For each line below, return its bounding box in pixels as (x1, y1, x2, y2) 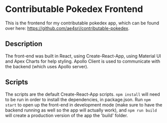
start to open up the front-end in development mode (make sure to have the (5, 102, 163, 108)
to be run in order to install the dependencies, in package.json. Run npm (5, 96, 151, 103)
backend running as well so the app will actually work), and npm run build (5, 107, 157, 113)
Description (5, 40, 42, 48)
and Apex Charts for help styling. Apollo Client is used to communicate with (5, 58, 161, 64)
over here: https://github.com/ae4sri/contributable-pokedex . (5, 25, 130, 31)
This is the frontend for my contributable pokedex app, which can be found (5, 20, 160, 26)
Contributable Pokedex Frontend (5, 3, 143, 15)
